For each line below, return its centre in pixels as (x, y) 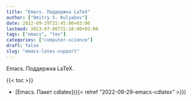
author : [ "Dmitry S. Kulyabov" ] (47, 18)
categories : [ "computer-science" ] (50, 40)
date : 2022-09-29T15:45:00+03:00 (48, 23)
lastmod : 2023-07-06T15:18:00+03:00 (52, 29)
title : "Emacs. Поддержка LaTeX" (48, 12)
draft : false (23, 46)
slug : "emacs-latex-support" (43, 51)
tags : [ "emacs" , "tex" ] (36, 34)
